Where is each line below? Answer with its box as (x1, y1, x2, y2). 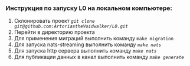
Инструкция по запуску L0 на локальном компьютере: (5, 4, 172, 12)
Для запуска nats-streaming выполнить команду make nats (14, 41, 162, 48)
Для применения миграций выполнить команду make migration (14, 35, 174, 42)
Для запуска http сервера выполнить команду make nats (14, 47, 157, 54)
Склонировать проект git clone (14, 18, 95, 25)
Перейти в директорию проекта (14, 29, 95, 36)
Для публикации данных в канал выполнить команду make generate (14, 54, 184, 61)
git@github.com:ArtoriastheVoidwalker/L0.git (14, 23, 128, 30)
